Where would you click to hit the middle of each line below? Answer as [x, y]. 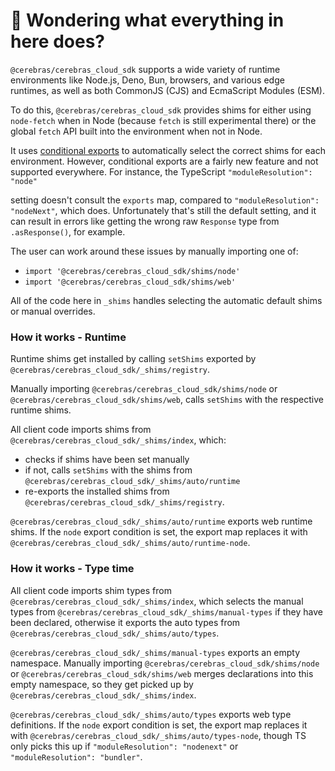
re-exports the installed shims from [97, 491]
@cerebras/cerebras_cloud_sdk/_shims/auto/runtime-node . [130, 543]
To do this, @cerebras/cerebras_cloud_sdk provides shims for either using [161, 110]
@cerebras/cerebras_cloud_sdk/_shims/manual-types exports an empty [155, 652]
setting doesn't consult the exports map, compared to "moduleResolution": [165, 200]
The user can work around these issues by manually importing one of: [154, 251]
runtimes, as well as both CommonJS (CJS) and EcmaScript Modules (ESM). [167, 90]
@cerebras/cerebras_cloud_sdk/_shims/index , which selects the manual [157, 601]
